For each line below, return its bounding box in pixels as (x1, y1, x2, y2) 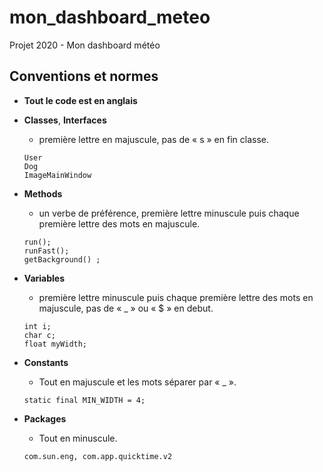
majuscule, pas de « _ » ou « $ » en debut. (38, 302, 214, 314)
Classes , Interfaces (23, 114, 107, 126)
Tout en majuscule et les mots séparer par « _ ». (38, 376, 237, 388)
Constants (23, 356, 69, 368)
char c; (23, 330, 56, 340)
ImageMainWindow (23, 170, 92, 180)
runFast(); (23, 246, 70, 256)
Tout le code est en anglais (23, 94, 138, 106)
